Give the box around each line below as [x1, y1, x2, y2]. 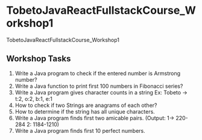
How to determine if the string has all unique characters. [14, 108, 155, 115]
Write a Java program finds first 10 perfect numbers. [14, 127, 146, 134]
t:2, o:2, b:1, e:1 [14, 95, 53, 102]
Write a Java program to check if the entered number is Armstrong [14, 70, 181, 77]
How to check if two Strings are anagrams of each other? [14, 102, 157, 109]
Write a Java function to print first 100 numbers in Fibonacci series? [14, 82, 183, 90]
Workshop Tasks [6, 53, 71, 64]
